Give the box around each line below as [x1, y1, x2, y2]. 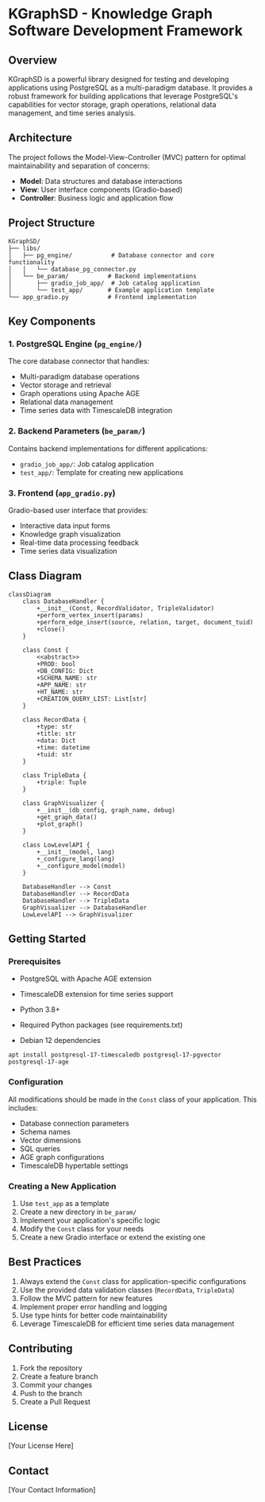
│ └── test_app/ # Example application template [8, 286, 215, 294]
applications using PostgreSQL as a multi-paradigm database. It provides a [8, 83, 253, 92]
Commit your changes [19, 1379, 93, 1389]
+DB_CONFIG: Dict [36, 667, 94, 675]
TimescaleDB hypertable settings [19, 1161, 129, 1170]
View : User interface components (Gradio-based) [19, 185, 183, 194]
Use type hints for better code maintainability [19, 1310, 168, 1320]
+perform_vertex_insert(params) [36, 611, 144, 619]
